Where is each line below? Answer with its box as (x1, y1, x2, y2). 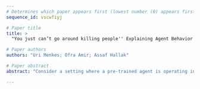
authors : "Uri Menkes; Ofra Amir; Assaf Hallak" (6, 52, 129, 58)
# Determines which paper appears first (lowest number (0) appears (6, 8, 180, 15)
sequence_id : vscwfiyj (6, 14, 62, 20)
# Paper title (6, 25, 42, 31)
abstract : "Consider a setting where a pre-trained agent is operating (6, 68, 187, 74)
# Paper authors (6, 47, 46, 53)
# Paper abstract (6, 63, 49, 69)
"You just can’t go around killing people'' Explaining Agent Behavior (11, 36, 193, 42)
